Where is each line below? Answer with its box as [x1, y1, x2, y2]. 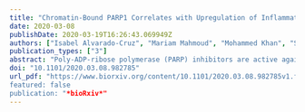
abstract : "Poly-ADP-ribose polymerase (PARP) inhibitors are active [9, 55, 279, 64]
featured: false [9, 80, 71, 89]
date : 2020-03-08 [9, 22, 75, 31]
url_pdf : [9, 72, 43, 81]
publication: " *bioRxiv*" [9, 89, 107, 98]
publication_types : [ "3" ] [9, 47, 107, 56]
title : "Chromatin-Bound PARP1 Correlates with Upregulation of [9, 13, 258, 23]
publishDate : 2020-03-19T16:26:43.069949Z [9, 30, 172, 39]
